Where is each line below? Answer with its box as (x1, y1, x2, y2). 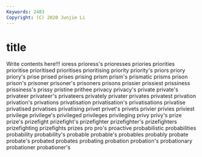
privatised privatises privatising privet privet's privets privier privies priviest (6, 105, 195, 112)
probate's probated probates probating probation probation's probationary (6, 137, 193, 145)
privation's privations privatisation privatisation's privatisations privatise (6, 99, 186, 106)
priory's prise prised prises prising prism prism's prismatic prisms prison (6, 73, 188, 80)
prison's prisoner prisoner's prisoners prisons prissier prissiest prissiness (6, 80, 190, 87)
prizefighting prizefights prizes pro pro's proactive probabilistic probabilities (6, 124, 197, 132)
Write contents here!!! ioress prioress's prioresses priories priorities (6, 60, 175, 68)
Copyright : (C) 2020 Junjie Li (6, 14, 86, 21)
